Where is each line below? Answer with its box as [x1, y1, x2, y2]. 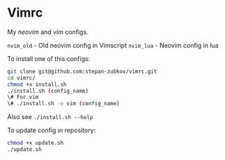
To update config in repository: [7, 126, 96, 134]
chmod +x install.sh [7, 81, 68, 88]
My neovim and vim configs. [7, 28, 88, 36]
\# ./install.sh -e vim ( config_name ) [7, 100, 120, 107]
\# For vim [7, 94, 39, 101]
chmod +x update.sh [7, 140, 64, 147]
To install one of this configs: [7, 54, 91, 63]
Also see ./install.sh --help [7, 113, 93, 121]
